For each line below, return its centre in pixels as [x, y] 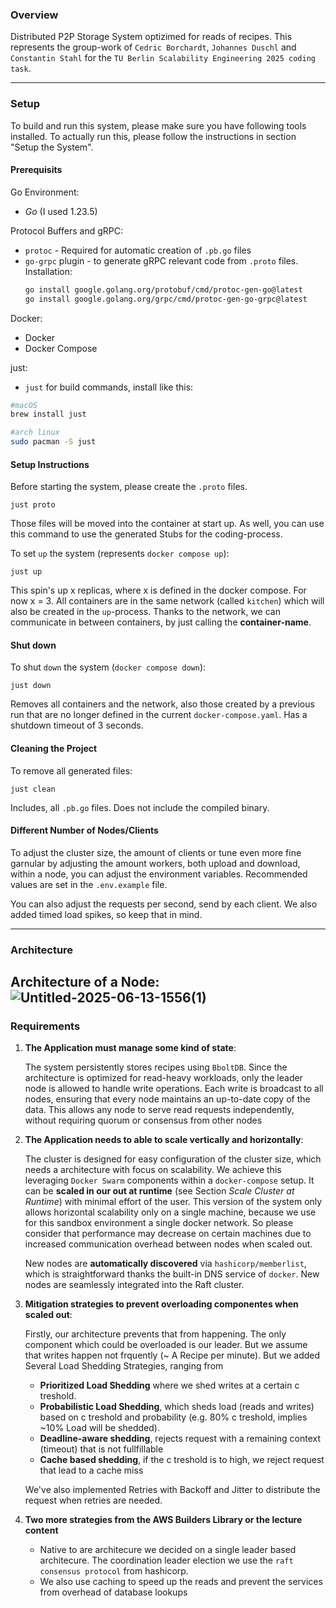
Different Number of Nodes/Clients [84, 830]
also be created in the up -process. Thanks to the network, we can [145, 612]
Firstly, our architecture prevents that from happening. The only [155, 1334]
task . [21, 69]
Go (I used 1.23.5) [61, 211]
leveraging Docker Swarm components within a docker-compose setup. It [169, 1180]
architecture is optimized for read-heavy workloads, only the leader [163, 1078]
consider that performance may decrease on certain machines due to [168, 1234]
